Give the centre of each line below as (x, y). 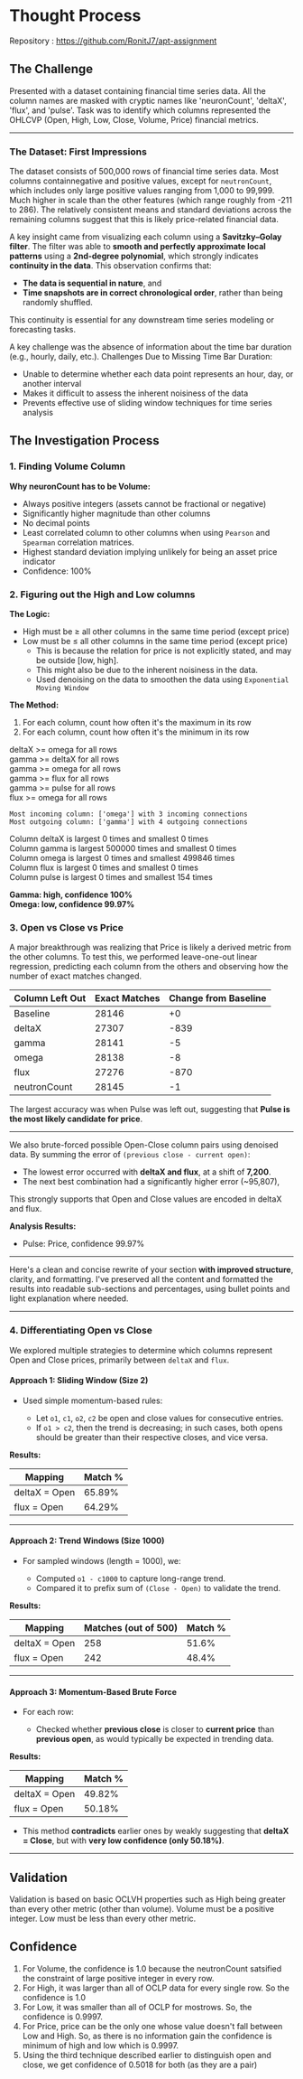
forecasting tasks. (43, 330)
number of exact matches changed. (76, 976)
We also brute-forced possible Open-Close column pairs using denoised (144, 1145)
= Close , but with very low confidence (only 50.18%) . (123, 1840)
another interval (52, 384)
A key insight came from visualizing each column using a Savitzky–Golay (146, 237)
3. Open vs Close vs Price (66, 927)
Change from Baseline (218, 998)
